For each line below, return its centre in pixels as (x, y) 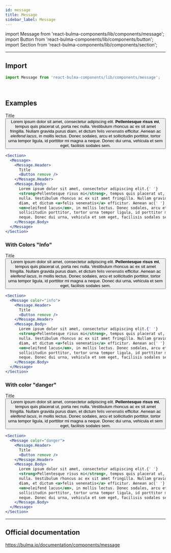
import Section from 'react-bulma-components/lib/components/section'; (81, 45)
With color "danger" (31, 384)
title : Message (21, 15)
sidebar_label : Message (31, 19)
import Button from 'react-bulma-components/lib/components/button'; (79, 39)
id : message (18, 10)
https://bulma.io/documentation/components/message (63, 545)
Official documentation (43, 532)
